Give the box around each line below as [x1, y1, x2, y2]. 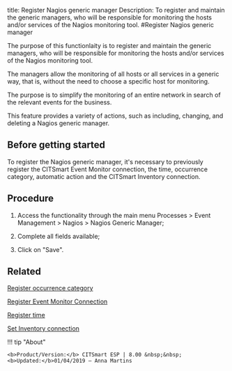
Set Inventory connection [7, 324, 80, 333]
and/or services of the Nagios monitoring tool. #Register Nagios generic [7, 21, 215, 29]
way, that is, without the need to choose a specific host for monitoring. [7, 77, 210, 86]
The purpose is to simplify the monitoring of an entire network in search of [7, 90, 221, 99]
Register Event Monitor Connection [7, 297, 108, 306]
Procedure [7, 193, 54, 205]
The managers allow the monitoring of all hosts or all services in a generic [7, 70, 219, 78]
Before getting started [7, 139, 106, 151]
